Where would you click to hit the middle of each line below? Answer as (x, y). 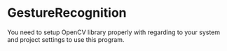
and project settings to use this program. (66, 39)
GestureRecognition (67, 13)
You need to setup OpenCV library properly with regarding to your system (114, 32)
